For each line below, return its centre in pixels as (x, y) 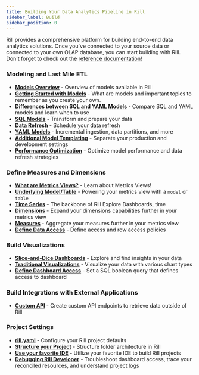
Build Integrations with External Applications (72, 293)
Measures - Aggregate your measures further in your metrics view (97, 223)
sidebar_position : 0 (32, 23)
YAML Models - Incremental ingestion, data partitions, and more (94, 131)
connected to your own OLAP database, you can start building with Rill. (94, 52)
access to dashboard (41, 277)
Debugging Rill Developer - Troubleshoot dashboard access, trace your (103, 359)
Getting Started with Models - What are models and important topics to (103, 94)
